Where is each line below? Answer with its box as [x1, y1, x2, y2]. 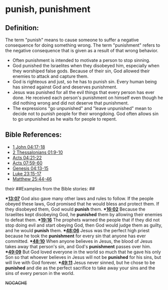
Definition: [5, 24, 39, 32]
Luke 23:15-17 [12, 170, 42, 176]
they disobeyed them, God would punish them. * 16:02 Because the [5, 206, 145, 212]
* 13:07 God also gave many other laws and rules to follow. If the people [5, 195, 154, 202]
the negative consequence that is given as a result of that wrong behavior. [5, 48, 159, 53]
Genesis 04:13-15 [12, 165, 49, 171]
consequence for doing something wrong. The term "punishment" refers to [5, 42, 160, 48]
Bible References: [5, 131, 62, 139]
